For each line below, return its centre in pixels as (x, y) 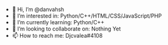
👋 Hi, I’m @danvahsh (38, 9)
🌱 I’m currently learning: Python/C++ (58, 22)
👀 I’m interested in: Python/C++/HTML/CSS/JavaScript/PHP (87, 16)
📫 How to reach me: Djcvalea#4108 (57, 36)
